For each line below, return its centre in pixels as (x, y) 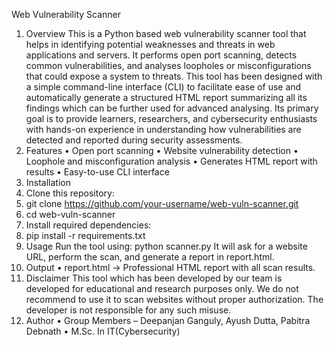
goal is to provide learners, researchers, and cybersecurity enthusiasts (171, 118)
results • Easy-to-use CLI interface (97, 172)
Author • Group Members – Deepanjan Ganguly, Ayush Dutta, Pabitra (168, 320)
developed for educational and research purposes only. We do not (162, 288)
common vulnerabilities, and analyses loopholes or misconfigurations (168, 65)
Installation (48, 182)
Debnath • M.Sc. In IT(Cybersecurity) (103, 331)
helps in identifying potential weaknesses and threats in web (150, 44)
